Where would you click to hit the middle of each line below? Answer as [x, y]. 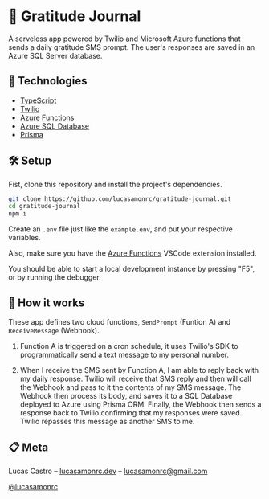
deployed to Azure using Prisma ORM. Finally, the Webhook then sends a [141, 404]
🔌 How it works [47, 303]
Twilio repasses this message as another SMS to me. [107, 421]
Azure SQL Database [55, 126]
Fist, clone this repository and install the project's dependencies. [115, 184]
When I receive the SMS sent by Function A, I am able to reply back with [139, 370]
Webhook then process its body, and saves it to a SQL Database [126, 396]
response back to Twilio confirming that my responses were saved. [131, 413]
